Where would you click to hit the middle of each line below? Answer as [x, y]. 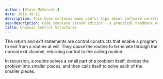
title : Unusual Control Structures [41, 28]
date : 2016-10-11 [23, 14]
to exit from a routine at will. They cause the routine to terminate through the [81, 47]
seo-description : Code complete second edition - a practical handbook [79, 23]
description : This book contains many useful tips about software [73, 18]
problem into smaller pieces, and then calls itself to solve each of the [74, 66]
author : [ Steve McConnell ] [32, 9]
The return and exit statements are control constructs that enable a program [81, 41]
